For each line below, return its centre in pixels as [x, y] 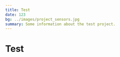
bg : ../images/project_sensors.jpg [42, 19]
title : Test [18, 10]
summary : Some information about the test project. [60, 24]
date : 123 [16, 15]
